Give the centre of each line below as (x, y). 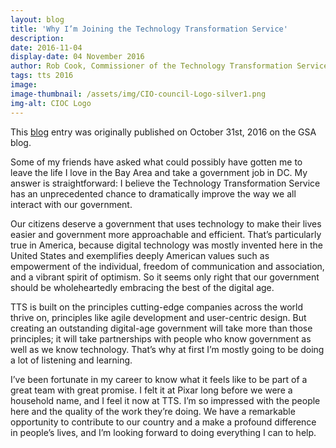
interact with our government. (71, 204)
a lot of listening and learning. (71, 360)
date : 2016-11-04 (46, 47)
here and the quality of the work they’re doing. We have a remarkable (153, 411)
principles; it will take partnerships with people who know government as (161, 338)
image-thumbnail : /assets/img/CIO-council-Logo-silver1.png (138, 94)
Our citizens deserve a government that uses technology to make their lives (166, 223)
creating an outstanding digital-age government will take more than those (161, 328)
